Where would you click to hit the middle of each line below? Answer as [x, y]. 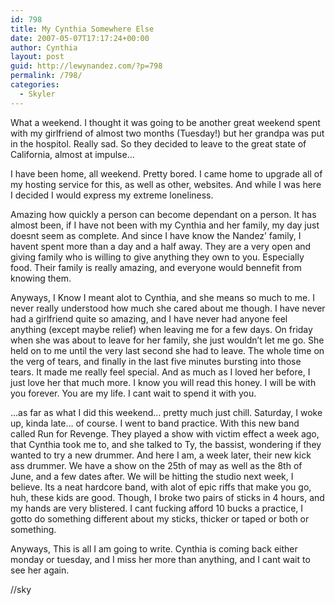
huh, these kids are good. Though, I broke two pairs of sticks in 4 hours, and [167, 497]
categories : [35, 85]
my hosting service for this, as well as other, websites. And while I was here [166, 184]
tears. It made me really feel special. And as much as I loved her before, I [160, 372]
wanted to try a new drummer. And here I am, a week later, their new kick [161, 455]
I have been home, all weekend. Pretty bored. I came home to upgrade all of [166, 173]
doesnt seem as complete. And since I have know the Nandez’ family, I [156, 235]
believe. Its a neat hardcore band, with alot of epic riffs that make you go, [161, 487]
